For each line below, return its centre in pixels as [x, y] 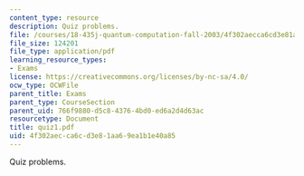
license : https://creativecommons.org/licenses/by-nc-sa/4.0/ [129, 77]
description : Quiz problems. [64, 26]
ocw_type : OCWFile [44, 85]
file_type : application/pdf [62, 52]
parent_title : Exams [48, 93]
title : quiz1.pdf [42, 128]
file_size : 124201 [44, 43]
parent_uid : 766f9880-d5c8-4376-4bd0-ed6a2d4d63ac [107, 111]
